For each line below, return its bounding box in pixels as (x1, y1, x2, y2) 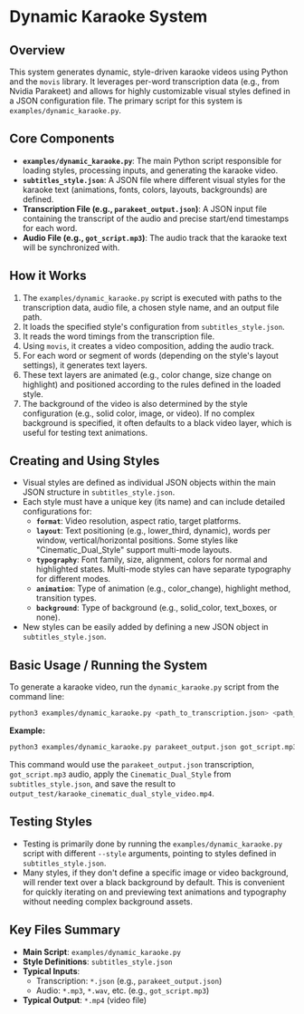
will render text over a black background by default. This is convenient (22, 876, 285, 887)
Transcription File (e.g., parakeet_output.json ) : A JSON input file (22, 203, 267, 214)
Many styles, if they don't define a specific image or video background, (22, 867, 290, 878)
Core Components (9, 131, 115, 147)
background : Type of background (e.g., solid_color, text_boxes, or (35, 603, 278, 613)
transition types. (35, 593, 97, 604)
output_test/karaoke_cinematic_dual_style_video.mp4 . (9, 788, 214, 798)
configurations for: (22, 506, 92, 517)
